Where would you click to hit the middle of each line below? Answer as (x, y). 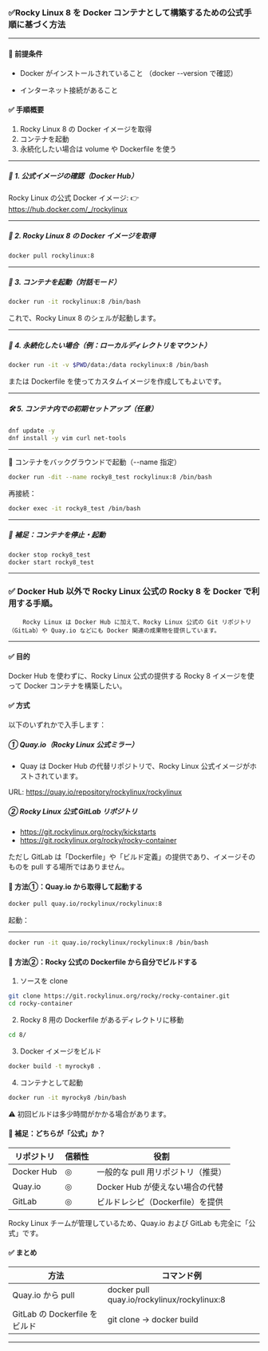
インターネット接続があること (69, 90)
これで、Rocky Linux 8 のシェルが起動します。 (85, 318)
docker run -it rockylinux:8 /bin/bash (75, 302)
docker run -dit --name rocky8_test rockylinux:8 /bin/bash (110, 477)
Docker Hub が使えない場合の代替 (160, 1187)
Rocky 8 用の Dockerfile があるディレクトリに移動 (102, 1019)
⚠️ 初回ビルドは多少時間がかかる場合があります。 (89, 1113)
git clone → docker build (153, 1319)
